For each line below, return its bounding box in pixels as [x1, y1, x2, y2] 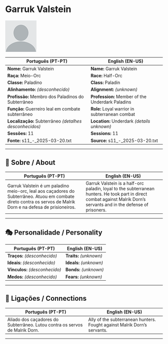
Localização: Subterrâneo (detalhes [7, 118, 82, 124]
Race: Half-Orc [90, 72, 122, 78]
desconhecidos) [7, 124, 41, 130]
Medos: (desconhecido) [7, 274, 57, 280]
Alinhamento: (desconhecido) [7, 86, 70, 92]
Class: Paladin [90, 79, 120, 86]
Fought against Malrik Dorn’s [88, 321, 147, 327]
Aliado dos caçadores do [7, 316, 59, 322]
